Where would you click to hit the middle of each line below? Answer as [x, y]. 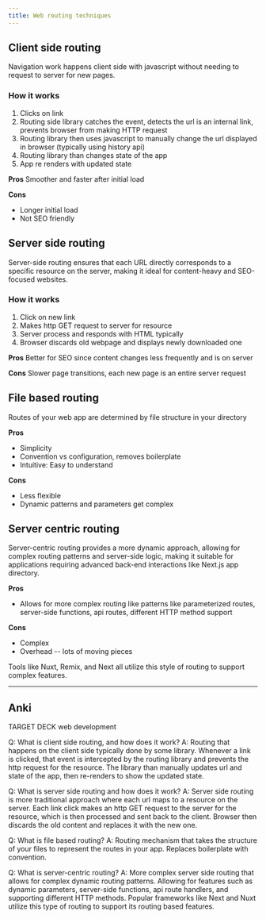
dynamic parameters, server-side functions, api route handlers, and [118, 890]
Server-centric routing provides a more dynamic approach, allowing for [124, 548]
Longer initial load [49, 210]
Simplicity [36, 448]
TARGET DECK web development [63, 727]
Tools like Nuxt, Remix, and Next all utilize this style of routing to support [127, 667]
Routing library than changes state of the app [93, 155]
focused [22, 279]
